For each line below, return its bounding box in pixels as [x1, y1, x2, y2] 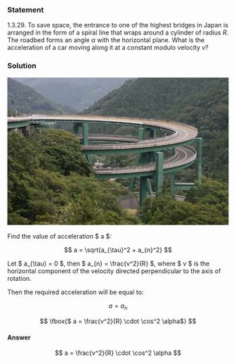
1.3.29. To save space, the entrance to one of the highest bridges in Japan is [7, 21, 228, 30]
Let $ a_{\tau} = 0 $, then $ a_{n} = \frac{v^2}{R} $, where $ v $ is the [7, 259, 210, 268]
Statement [7, 5, 44, 15]
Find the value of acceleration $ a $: [7, 232, 112, 241]
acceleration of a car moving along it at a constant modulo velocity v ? [7, 44, 209, 52]
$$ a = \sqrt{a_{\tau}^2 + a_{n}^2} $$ [64, 246, 172, 254]
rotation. [7, 275, 32, 283]
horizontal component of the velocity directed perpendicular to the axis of [7, 267, 221, 275]
